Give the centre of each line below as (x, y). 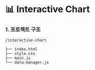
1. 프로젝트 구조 (23, 29)
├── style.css (20, 54)
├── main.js (18, 58)
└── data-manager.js (27, 63)
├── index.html (21, 49)
